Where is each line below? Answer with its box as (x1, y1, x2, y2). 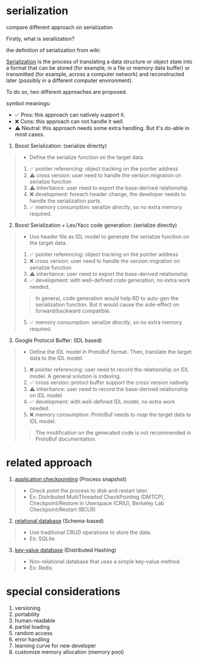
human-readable (14, 617, 56, 624)
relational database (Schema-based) (14, 517, 104, 524)
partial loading (14, 623, 50, 630)
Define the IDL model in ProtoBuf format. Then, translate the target (29, 348, 192, 355)
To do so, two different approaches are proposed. (6, 88, 128, 95)
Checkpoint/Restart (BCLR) (29, 506, 96, 513)
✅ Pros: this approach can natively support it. (14, 111, 126, 118)
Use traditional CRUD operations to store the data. (29, 529, 152, 536)
